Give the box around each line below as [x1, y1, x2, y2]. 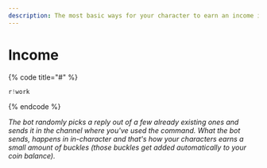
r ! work [8, 88, 30, 96]
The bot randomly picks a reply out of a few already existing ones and [8, 117, 239, 127]
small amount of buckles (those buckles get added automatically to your [8, 143, 246, 152]
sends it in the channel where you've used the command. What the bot [8, 126, 241, 135]
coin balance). [8, 151, 56, 161]
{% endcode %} [8, 102, 61, 111]
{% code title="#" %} [8, 72, 78, 82]
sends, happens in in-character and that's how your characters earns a [8, 135, 244, 144]
